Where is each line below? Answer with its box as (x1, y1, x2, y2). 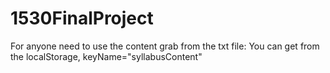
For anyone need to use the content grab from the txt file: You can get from (10, 40, 320, 52)
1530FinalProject (10, 7, 154, 30)
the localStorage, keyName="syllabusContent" (10, 50, 203, 62)
